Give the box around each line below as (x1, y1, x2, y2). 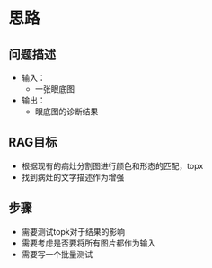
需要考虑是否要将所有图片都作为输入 (21, 237, 156, 248)
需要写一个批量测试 (21, 248, 93, 259)
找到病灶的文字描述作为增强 (21, 172, 125, 183)
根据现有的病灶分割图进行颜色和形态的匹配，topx (21, 160, 204, 171)
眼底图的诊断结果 (34, 106, 99, 117)
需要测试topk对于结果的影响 (21, 226, 125, 237)
